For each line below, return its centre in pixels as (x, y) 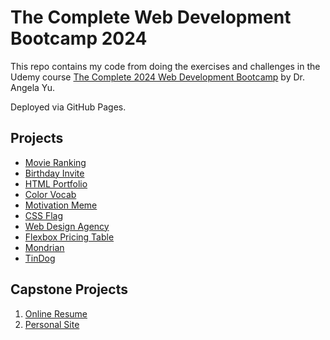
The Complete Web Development (151, 17)
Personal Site (52, 324)
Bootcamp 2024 (79, 38)
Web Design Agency (67, 226)
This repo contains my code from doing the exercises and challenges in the (165, 66)
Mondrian (44, 247)
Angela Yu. (33, 87)
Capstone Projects (69, 289)
